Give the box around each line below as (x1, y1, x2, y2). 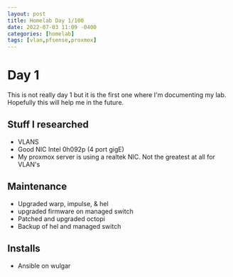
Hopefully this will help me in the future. (7, 98, 124, 107)
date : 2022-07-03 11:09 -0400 (7, 23, 97, 30)
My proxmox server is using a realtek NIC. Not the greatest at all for (17, 152, 215, 161)
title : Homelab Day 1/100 (7, 17, 84, 24)
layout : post (7, 10, 46, 18)
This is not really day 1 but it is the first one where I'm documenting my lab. (7, 91, 227, 99)
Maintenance (7, 181, 67, 193)
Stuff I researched (7, 118, 89, 131)
